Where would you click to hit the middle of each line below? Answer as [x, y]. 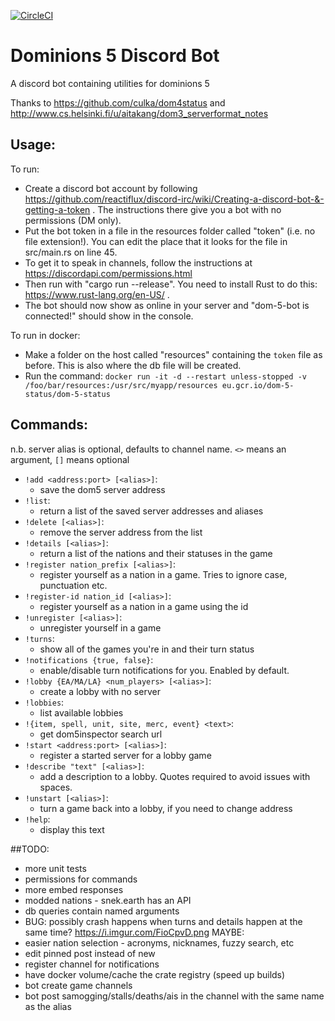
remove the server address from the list [121, 532]
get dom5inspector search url [101, 734]
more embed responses [74, 889]
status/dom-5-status [67, 394]
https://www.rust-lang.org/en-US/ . [97, 294]
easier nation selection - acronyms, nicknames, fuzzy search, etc [159, 942]
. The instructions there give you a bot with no [187, 209]
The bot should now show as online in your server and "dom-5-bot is [167, 305]
